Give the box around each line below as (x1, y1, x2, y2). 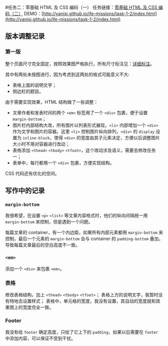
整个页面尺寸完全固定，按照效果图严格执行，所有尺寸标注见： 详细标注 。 (5, 61, 154, 67)
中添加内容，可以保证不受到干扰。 (5, 335, 76, 341)
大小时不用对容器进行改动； (12, 141, 70, 147)
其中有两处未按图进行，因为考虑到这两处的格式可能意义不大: (5, 71, 130, 77)
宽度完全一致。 (22, 304, 54, 310)
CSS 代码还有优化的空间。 (5, 170, 60, 177)
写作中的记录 (5, 187, 45, 195)
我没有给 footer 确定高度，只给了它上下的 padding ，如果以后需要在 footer (5, 329, 158, 335)
